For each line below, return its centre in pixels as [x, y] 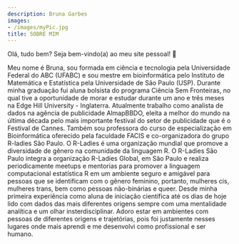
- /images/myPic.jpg [38, 27]
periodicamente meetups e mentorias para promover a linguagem [104, 166]
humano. [20, 234]
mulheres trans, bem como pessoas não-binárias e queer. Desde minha [112, 189]
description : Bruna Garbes [47, 14]
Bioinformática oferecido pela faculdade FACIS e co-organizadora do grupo [118, 136]
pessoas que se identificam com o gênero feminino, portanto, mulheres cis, [118, 181]
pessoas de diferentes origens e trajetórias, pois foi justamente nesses [111, 219]
